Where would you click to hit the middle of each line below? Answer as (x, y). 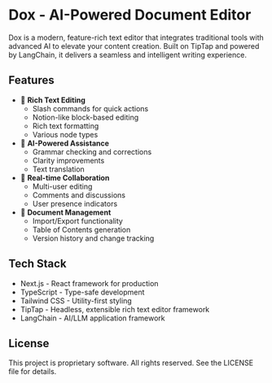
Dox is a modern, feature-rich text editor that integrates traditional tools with (136, 37)
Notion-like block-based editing (86, 117)
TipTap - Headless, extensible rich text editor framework (115, 309)
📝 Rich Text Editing (53, 100)
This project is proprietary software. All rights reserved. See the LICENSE (131, 363)
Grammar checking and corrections (92, 151)
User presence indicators (75, 203)
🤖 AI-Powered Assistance (65, 143)
